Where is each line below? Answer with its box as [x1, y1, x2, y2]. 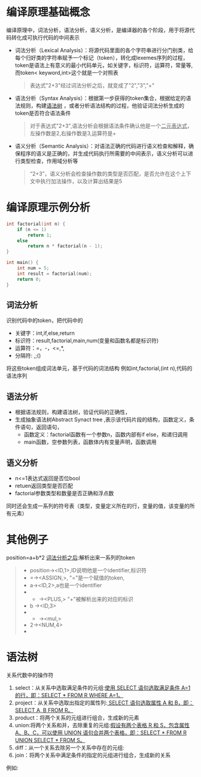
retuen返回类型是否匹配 [14, 482, 74, 489]
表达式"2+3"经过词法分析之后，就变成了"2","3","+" [29, 81, 154, 89]
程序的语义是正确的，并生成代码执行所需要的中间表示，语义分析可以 [20, 150, 188, 157]
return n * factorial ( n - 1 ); [28, 243, 103, 249]
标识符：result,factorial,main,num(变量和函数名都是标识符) [14, 337, 159, 344]
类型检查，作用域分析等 [20, 157, 78, 165]
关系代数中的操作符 [6, 671, 54, 678]
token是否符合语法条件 [14, 109, 71, 117]
